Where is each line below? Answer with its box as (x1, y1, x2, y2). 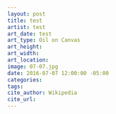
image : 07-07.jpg (7, 63, 59, 70)
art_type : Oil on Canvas (7, 37, 81, 44)
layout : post (7, 10, 46, 18)
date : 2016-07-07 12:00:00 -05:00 (7, 69, 110, 76)
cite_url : (7, 96, 37, 103)
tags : (7, 83, 23, 90)
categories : (7, 76, 42, 84)
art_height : (7, 43, 42, 50)
